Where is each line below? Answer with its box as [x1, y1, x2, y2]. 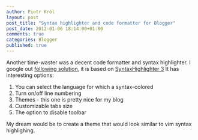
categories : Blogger [6, 37, 58, 43]
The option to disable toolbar [14, 109, 87, 116]
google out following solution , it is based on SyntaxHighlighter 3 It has [6, 65, 179, 72]
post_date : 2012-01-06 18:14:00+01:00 [6, 25, 103, 32]
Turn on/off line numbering [14, 90, 82, 97]
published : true [6, 43, 47, 49]
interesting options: [6, 72, 54, 79]
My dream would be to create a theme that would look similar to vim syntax [6, 120, 192, 127]
